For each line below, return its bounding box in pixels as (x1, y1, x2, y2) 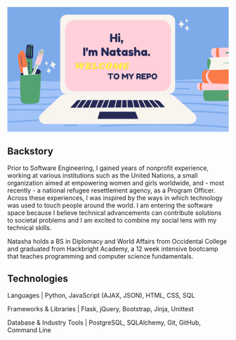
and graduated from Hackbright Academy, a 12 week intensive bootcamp (7, 244, 219, 253)
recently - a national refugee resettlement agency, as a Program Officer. (7, 186, 216, 195)
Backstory (7, 145, 54, 157)
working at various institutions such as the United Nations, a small (7, 171, 198, 180)
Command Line (7, 326, 51, 334)
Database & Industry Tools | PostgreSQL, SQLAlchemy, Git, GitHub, (7, 318, 202, 327)
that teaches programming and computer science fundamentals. (7, 252, 194, 261)
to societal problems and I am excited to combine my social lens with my (7, 216, 217, 225)
